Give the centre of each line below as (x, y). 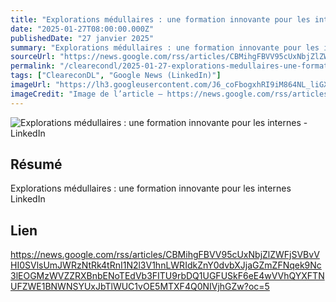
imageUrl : (31, 85)
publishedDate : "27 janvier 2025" (82, 38)
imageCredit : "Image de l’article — (86, 94)
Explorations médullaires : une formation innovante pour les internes (151, 188)
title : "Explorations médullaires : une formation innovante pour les (160, 19)
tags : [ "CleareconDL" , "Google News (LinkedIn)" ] (116, 76)
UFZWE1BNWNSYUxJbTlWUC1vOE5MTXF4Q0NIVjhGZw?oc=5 (140, 287)
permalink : (33, 66)
